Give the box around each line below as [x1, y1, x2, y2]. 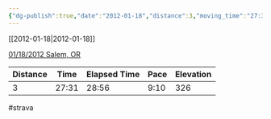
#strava [8, 102, 34, 113]
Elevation [174, 68, 212, 80]
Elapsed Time [85, 68, 140, 80]
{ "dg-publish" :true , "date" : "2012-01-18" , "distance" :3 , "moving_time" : [8, 11, 248, 20]
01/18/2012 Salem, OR [8, 49, 81, 59]
